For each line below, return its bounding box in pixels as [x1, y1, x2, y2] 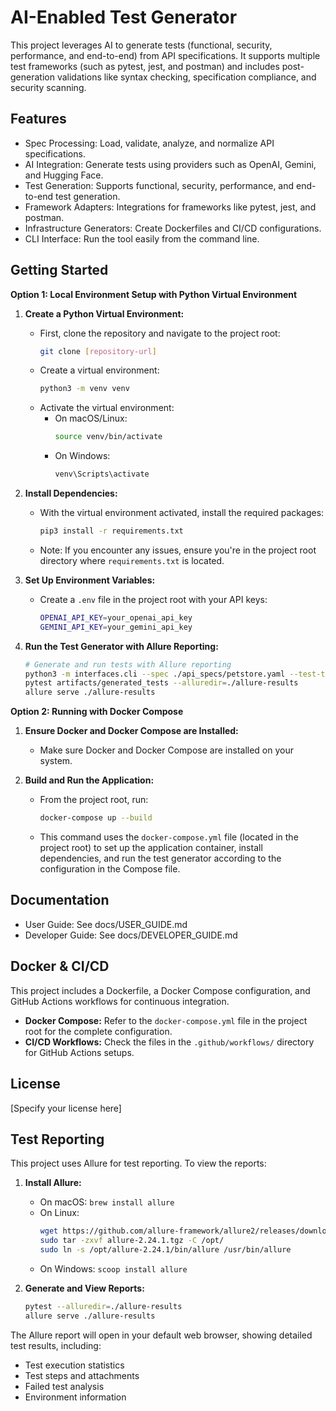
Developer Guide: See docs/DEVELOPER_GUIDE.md [24, 929, 238, 941]
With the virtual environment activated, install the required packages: [39, 507, 325, 519]
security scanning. [10, 81, 87, 93]
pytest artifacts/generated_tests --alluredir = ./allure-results [24, 678, 299, 688]
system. [39, 755, 73, 767]
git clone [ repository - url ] [39, 346, 157, 356]
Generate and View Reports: [24, 1282, 145, 1294]
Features [10, 111, 67, 128]
